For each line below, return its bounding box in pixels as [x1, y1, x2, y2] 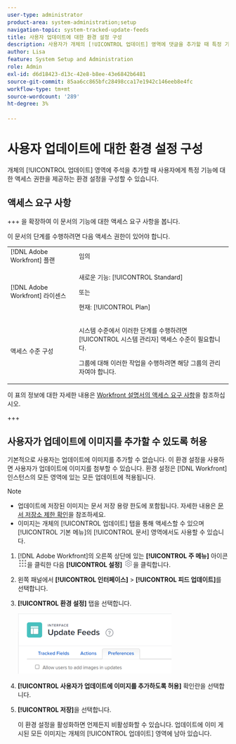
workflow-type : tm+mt [7, 85, 71, 93]
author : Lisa [7, 49, 46, 56]
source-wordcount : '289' [7, 93, 80, 100]
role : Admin [7, 63, 42, 70]
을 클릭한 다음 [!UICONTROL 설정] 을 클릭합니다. [27, 560, 171, 569]
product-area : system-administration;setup [7, 18, 137, 26]
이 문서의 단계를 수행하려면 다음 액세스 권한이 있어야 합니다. [7, 232, 171, 240]
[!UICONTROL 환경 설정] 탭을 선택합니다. [17, 599, 132, 608]
